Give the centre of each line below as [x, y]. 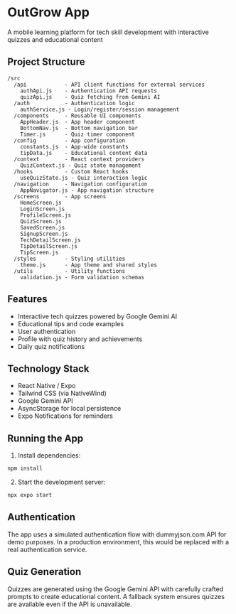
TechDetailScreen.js [50, 240]
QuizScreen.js [41, 221]
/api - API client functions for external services [109, 85]
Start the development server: [61, 482]
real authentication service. [47, 549]
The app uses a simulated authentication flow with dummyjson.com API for [117, 534]
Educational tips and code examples [71, 323]
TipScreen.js [39, 252]
